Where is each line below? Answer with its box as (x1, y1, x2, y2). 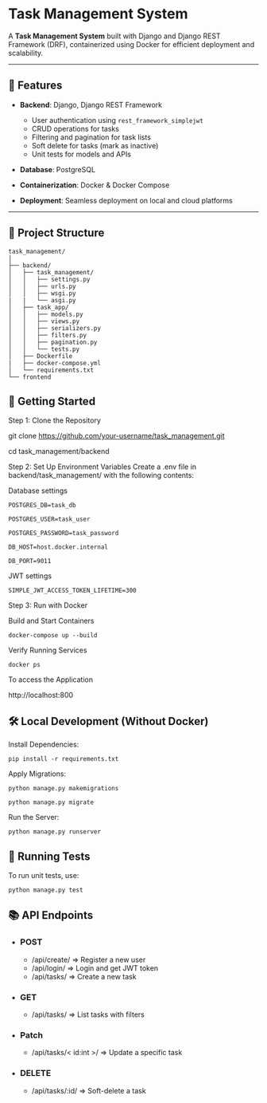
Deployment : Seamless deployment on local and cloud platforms (19, 195, 233, 205)
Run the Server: (8, 813, 60, 822)
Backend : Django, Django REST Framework (19, 100, 163, 109)
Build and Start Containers (8, 616, 95, 626)
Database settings (8, 486, 68, 495)
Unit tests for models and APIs (31, 149, 131, 159)
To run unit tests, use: (8, 871, 79, 880)
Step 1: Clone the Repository (8, 416, 102, 425)
